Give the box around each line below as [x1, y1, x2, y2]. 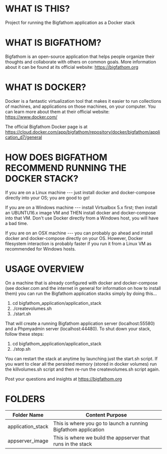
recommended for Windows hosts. [5, 245, 76, 252]
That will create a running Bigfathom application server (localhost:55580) [5, 320, 155, 326]
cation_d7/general [5, 134, 42, 140]
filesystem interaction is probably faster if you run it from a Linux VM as [5, 240, 152, 246]
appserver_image [7, 437, 49, 444]
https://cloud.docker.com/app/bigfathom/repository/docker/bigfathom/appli [5, 129, 161, 135]
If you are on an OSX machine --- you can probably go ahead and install [5, 230, 153, 236]
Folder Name [12, 411, 44, 418]
